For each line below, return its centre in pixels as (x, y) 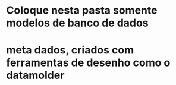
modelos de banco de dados (77, 23)
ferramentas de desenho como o (88, 63)
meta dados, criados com (70, 50)
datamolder (35, 75)
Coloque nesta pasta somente (82, 10)
